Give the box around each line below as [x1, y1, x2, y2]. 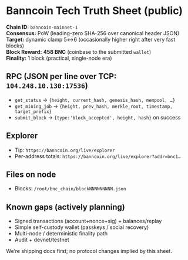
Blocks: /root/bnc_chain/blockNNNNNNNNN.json [14, 185, 126, 192]
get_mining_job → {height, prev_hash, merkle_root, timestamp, [14, 102, 173, 110]
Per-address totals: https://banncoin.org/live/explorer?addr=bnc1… [14, 152, 181, 159]
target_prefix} [14, 108, 52, 115]
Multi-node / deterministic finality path [14, 230, 108, 237]
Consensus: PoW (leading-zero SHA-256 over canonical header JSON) [6, 29, 180, 36]
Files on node [6, 169, 56, 179]
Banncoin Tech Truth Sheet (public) [6, 4, 183, 18]
